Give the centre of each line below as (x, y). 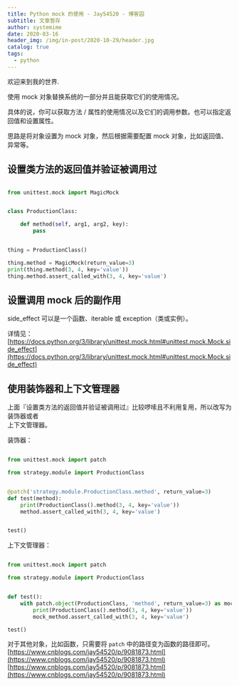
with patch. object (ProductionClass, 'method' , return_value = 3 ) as (121, 603)
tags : (15, 54)
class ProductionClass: (43, 212)
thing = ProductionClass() (47, 250)
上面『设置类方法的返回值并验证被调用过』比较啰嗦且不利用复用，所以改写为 (119, 407)
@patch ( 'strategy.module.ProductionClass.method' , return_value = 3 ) (110, 492)
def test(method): (34, 498)
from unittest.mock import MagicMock (63, 192)
